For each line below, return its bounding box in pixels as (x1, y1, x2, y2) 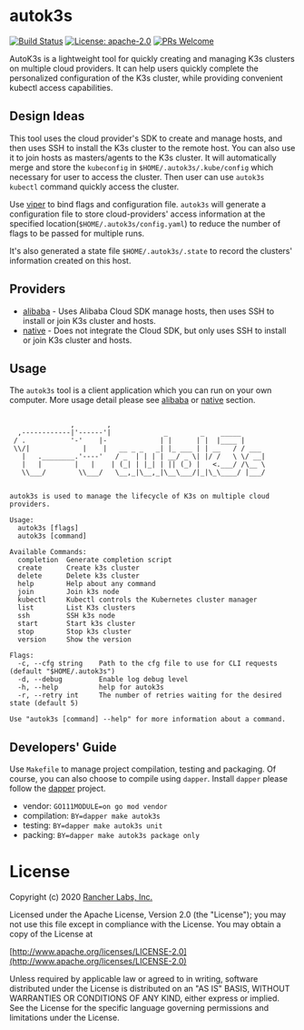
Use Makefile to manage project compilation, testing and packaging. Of (9, 763, 277, 774)
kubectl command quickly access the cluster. (9, 181, 180, 192)
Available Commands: (9, 548, 88, 557)
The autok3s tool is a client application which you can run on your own (9, 385, 272, 396)
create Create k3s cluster (17, 563, 141, 573)
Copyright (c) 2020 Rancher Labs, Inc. (9, 892, 152, 903)
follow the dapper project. (9, 783, 106, 794)
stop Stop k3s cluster (17, 627, 132, 637)
